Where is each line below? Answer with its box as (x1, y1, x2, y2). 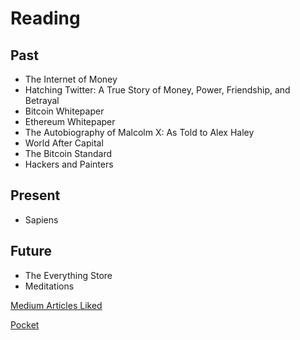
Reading (10, 7, 81, 30)
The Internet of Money (24, 73, 118, 85)
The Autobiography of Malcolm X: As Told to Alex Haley (24, 127, 255, 138)
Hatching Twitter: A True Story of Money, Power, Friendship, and (24, 84, 291, 96)
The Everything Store (24, 269, 113, 281)
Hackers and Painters (24, 158, 114, 170)
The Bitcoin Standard (24, 148, 113, 159)
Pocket (10, 318, 40, 331)
